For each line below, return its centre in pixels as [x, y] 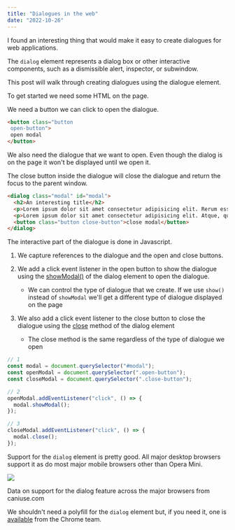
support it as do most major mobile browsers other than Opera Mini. [105, 464]
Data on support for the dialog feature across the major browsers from [108, 491]
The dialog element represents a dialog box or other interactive [99, 61]
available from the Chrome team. [55, 519]
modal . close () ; [36, 437]
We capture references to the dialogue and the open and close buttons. [120, 255]
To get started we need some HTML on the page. [78, 96]
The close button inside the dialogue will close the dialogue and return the [114, 176]
